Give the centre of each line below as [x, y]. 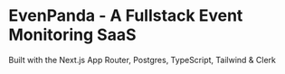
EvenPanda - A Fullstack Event [126, 16]
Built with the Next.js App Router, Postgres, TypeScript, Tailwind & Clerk [142, 60]
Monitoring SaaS [72, 35]
